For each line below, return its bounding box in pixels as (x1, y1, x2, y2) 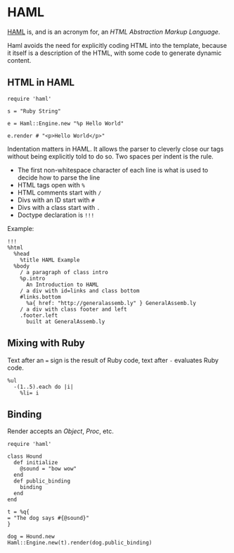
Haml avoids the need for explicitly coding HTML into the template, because (7, 41, 227, 49)
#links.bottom (20, 293, 61, 300)
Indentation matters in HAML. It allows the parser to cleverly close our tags (7, 144, 224, 153)
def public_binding (13, 478, 71, 485)
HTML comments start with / (17, 188, 102, 197)
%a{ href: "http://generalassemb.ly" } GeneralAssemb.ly (25, 299, 197, 306)
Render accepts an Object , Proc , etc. (7, 427, 114, 435)
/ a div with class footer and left (20, 306, 128, 313)
